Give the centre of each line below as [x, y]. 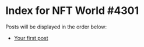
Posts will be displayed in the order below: [56, 27]
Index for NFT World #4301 [72, 11]
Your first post [31, 38]
